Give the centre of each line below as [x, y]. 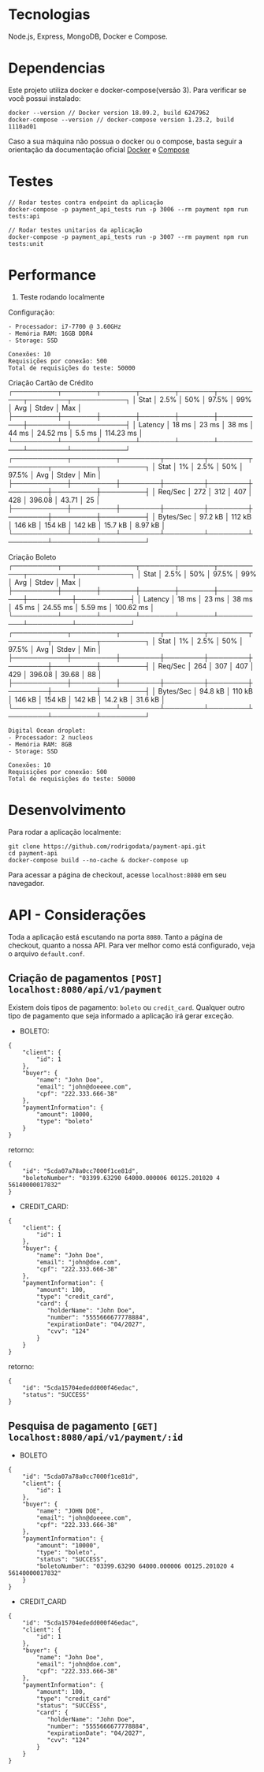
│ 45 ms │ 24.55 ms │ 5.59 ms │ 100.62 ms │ [82, 607]
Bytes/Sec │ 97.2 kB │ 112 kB [205, 516]
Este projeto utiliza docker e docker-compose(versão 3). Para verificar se [127, 90]
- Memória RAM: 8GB [40, 744]
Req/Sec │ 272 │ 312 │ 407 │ [205, 491]
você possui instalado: [45, 98]
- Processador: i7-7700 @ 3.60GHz [65, 326]
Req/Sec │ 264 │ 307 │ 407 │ [206, 666]
